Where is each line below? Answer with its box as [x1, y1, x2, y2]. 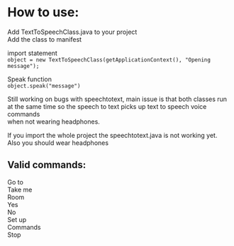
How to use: [7, 4, 79, 20]
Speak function [7, 75, 52, 83]
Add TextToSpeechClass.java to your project [7, 28, 138, 36]
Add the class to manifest [7, 35, 82, 43]
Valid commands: [7, 159, 87, 171]
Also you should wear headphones [7, 139, 108, 147]
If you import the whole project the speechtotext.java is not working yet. [7, 131, 218, 139]
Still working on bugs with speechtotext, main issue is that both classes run [7, 95, 228, 103]
